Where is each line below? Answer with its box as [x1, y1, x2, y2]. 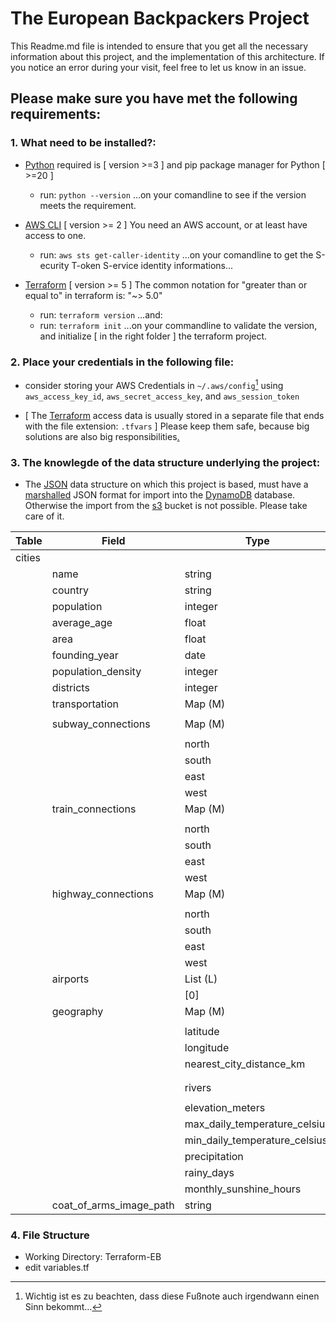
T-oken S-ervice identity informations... [71, 259, 234, 271]
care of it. [24, 510, 65, 522]
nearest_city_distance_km [184, 1057, 306, 1071]
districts [51, 680, 90, 694]
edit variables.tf [24, 1262, 90, 1274]
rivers [184, 1080, 212, 1094]
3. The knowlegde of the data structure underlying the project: [10, 455, 321, 469]
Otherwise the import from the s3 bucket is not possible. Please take [24, 499, 308, 511]
